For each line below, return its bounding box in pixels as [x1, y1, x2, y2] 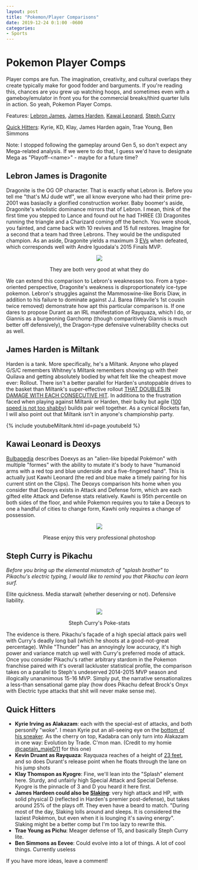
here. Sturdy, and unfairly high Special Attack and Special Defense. [14, 777, 178, 784]
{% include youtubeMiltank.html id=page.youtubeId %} [6, 422, 141, 429]
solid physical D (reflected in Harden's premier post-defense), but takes [14, 796, 190, 803]
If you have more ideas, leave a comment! [6, 858, 108, 865]
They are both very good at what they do [49, 265, 150, 272]
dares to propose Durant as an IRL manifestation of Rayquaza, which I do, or [6, 309, 192, 316]
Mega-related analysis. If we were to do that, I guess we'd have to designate [6, 148, 192, 155]
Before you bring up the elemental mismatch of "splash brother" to [6, 567, 169, 574]
